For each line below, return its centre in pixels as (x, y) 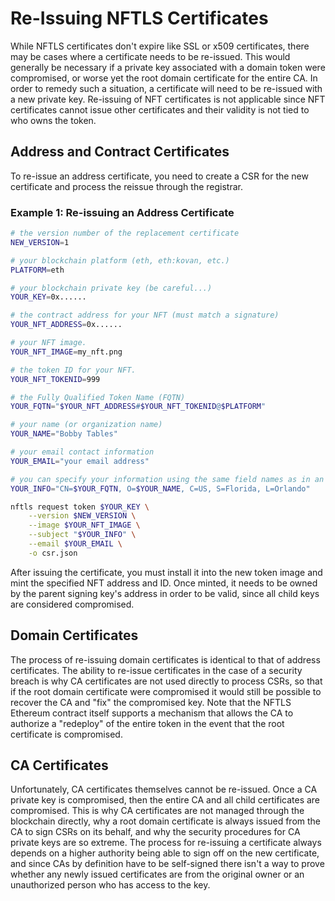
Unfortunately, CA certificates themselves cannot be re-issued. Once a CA (164, 789)
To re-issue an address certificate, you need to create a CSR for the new (159, 176)
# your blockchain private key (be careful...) (111, 288)
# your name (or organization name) (86, 425)
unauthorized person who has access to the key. (110, 885)
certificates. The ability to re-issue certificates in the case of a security (156, 670)
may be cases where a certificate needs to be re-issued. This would (150, 56)
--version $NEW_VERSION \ (82, 516)
